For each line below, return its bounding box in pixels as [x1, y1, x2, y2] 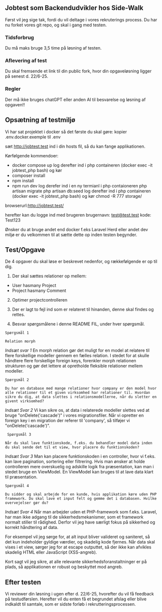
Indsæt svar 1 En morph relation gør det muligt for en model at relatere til [5, 347, 150, 354]
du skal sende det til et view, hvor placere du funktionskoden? [5, 445, 139, 450]
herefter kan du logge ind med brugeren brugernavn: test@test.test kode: [5, 212, 151, 218]
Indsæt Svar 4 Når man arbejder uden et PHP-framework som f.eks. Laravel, [5, 509, 157, 515]
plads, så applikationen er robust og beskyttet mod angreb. [5, 564, 123, 570]
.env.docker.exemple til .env [5, 134, 61, 140]
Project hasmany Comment [12, 288, 66, 293]
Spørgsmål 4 [5, 483, 29, 489]
